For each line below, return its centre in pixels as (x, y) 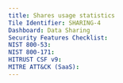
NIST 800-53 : (30, 45)
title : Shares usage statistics (61, 15)
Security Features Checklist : (58, 38)
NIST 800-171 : (32, 52)
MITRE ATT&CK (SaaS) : (44, 67)
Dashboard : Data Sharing (49, 30)
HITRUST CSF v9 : (35, 60)
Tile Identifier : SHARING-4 (55, 23)
